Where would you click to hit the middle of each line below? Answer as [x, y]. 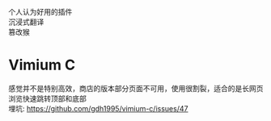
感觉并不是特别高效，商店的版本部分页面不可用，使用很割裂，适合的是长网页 [136, 88]
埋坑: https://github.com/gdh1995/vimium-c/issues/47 [98, 108]
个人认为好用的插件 [40, 12]
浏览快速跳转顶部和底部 [47, 98]
